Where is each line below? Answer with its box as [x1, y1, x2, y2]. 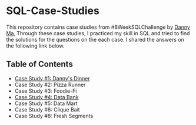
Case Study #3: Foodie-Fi [14, 87, 77, 94]
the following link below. [6, 42, 65, 49]
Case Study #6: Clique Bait [14, 106, 81, 113]
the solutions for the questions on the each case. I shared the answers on [6, 36, 184, 43]
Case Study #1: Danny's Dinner [14, 75, 90, 82]
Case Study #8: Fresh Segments [14, 112, 94, 119]
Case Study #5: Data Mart [14, 100, 78, 107]
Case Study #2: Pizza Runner [14, 81, 86, 88]
